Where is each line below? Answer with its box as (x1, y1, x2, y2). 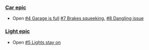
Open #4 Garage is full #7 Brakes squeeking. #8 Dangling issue (12, 15, 144, 21)
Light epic (5, 28, 30, 35)
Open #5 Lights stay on (12, 39, 61, 45)
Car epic (5, 4, 27, 11)
